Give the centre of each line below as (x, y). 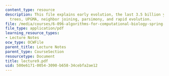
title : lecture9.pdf (27, 61)
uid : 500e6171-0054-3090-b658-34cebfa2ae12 (52, 65)
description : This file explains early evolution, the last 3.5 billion (83, 14)
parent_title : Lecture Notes (36, 47)
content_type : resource (30, 10)
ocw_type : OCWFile (24, 42)
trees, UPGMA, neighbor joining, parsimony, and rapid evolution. (81, 19)
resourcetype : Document (30, 56)
